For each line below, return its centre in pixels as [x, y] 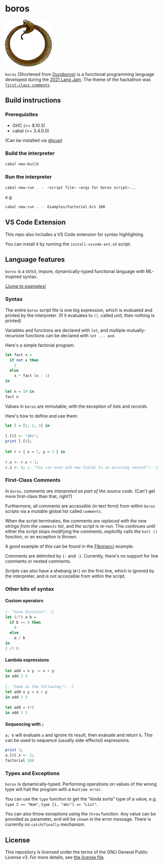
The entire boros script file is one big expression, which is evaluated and [79, 310]
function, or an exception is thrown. [41, 536]
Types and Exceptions [32, 773]
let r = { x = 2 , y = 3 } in [35, 452]
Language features [35, 259]
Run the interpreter [28, 177]
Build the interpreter [30, 153]
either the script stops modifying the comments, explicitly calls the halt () [81, 531]
